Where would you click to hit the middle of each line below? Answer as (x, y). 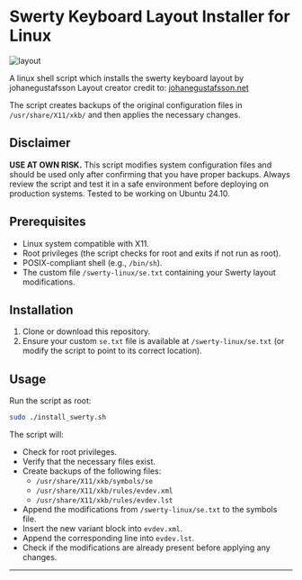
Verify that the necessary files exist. (89, 462)
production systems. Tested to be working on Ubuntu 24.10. (120, 193)
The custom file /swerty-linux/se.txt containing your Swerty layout (149, 272)
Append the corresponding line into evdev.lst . (108, 539)
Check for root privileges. (70, 452)
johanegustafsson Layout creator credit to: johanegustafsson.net (129, 87)
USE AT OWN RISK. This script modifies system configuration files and (141, 165)
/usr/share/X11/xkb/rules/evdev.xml (104, 491)
